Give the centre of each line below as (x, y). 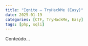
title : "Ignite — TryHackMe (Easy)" (44, 10)
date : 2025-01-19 (24, 15)
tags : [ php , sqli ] (25, 24)
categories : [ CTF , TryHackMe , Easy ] (44, 19)
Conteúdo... (18, 39)
